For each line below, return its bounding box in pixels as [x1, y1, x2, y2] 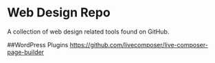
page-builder [7, 48, 45, 56]
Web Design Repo [7, 5, 111, 21]
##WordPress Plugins [7, 40, 69, 49]
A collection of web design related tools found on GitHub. [7, 27, 170, 36]
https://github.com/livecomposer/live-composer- [69, 40, 208, 49]
